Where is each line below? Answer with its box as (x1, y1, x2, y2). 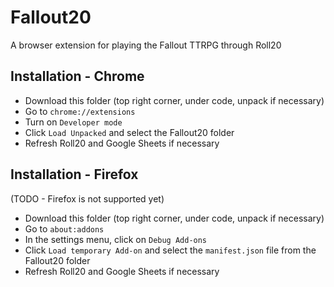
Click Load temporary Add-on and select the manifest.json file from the (24, 244, 317, 256)
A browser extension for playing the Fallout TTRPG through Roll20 (10, 39, 282, 51)
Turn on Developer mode (24, 116, 123, 128)
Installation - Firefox (10, 166, 139, 183)
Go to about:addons (24, 222, 105, 235)
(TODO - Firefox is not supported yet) (10, 192, 165, 205)
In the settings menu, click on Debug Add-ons (24, 233, 208, 245)
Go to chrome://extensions (24, 105, 136, 117)
